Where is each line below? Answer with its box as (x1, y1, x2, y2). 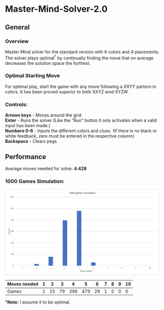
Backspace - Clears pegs (5, 139, 57, 144)
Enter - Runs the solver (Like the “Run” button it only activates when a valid (5, 117, 157, 123)
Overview (5, 38, 29, 45)
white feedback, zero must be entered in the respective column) (5, 133, 135, 139)
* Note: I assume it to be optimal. (5, 299, 71, 305)
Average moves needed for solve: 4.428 (5, 166, 87, 171)
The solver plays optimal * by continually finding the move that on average (5, 54, 154, 61)
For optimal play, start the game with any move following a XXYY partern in (5, 84, 157, 89)
